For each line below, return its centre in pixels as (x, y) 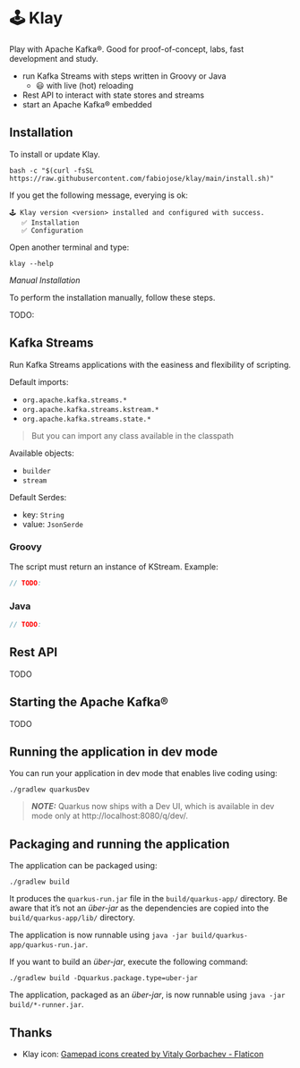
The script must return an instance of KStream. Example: (114, 567)
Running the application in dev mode (113, 752)
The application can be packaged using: (83, 866)
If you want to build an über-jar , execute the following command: (129, 962)
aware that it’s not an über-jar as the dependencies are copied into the (139, 908)
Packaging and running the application (120, 844)
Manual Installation (45, 280)
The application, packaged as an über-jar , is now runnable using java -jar (147, 995)
